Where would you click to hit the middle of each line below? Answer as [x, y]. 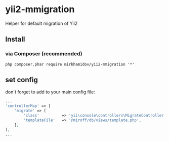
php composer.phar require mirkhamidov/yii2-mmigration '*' [70, 64]
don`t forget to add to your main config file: [50, 92]
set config [22, 80]
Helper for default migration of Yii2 [41, 23]
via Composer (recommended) [44, 54]
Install [15, 39]
